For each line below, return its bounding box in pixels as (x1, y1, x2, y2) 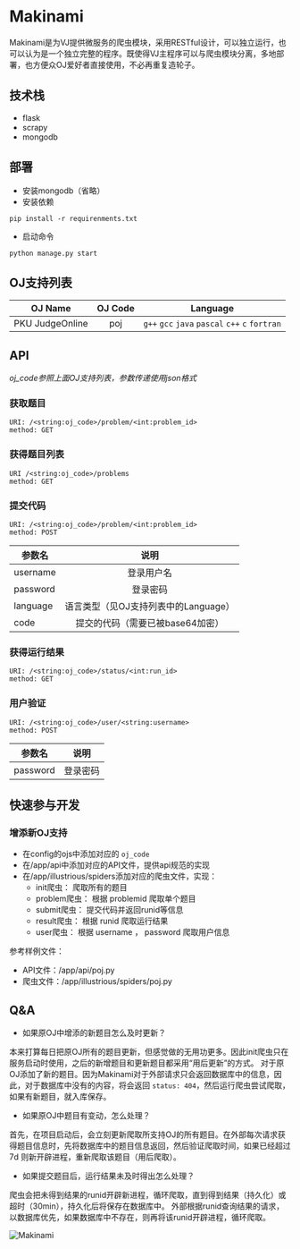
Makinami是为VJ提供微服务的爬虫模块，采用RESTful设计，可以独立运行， (9, 37, 279, 47)
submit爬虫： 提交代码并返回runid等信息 (35, 905, 184, 915)
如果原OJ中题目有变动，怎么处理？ (21, 1110, 151, 1121)
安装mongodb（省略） (21, 185, 105, 196)
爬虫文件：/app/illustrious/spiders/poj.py (21, 976, 172, 987)
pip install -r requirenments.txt (9, 214, 138, 223)
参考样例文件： (9, 946, 64, 956)
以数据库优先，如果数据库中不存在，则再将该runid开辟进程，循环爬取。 (9, 1212, 271, 1223)
